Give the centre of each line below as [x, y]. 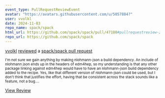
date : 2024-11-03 [23, 23]
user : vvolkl [18, 19]
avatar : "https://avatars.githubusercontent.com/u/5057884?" [69, 14]
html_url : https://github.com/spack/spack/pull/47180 [61, 32]
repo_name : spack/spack [29, 28]
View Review [18, 90]
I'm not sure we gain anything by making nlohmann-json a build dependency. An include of [82, 60]
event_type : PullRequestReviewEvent [42, 10]
